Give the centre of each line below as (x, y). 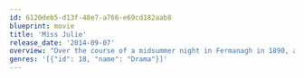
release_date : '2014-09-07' (62, 43)
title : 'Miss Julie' (48, 34)
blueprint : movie (42, 26)
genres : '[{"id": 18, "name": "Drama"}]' (89, 59)
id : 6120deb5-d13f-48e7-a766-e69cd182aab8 (90, 17)
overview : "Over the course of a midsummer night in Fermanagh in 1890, (149, 51)
